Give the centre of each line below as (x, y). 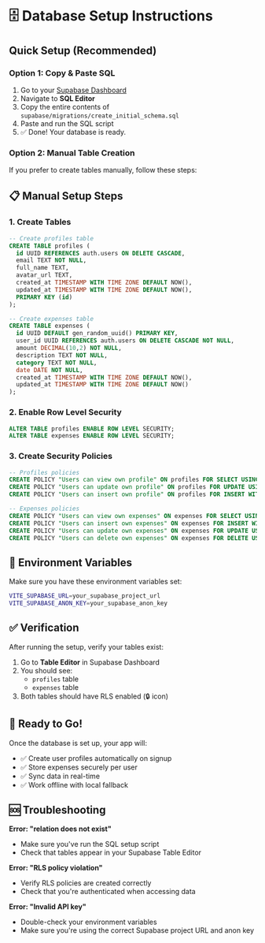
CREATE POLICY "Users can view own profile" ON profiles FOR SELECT (123, 480)
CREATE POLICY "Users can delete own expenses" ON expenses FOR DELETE (129, 538)
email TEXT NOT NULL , (52, 261)
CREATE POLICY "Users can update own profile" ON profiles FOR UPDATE (127, 487)
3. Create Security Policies (61, 457)
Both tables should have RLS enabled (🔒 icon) (94, 696)
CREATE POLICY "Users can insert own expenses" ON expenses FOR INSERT (129, 523)
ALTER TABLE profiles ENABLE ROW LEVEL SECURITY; (92, 429)
